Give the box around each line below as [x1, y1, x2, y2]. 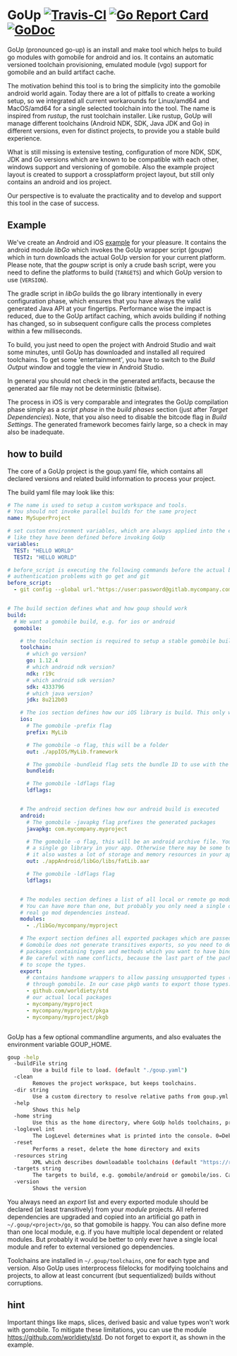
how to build [7, 448, 63, 460]
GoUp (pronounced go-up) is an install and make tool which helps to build [7, 45, 222, 54]
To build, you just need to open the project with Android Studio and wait [7, 340, 217, 349]
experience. [7, 134, 42, 143]
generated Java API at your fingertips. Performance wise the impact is [7, 304, 212, 313]
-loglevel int [13, 1126, 55, 1133]
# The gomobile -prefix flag [25, 722, 112, 730]
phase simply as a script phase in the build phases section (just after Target [7, 405, 228, 413]
